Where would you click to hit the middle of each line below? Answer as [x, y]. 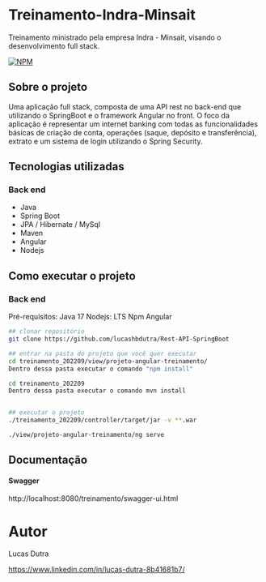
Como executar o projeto [72, 276]
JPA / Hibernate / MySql [60, 225]
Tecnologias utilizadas [66, 167]
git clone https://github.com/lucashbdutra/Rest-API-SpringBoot [119, 339]
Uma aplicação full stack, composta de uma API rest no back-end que [125, 106]
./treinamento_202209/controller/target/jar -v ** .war [103, 420]
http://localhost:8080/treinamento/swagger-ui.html [93, 499]
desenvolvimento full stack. [54, 45]
